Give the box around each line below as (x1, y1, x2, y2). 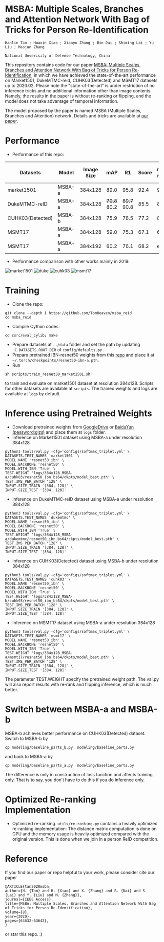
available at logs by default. (5, 390, 61, 397)
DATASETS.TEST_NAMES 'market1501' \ (5, 453, 80, 458)
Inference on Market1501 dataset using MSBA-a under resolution (12, 434, 143, 440)
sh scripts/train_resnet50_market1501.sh (5, 372, 91, 377)
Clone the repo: (12, 301, 44, 307)
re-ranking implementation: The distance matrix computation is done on (12, 826, 157, 831)
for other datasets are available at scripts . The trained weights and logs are (5, 385, 158, 391)
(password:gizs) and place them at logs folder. (12, 429, 106, 435)
